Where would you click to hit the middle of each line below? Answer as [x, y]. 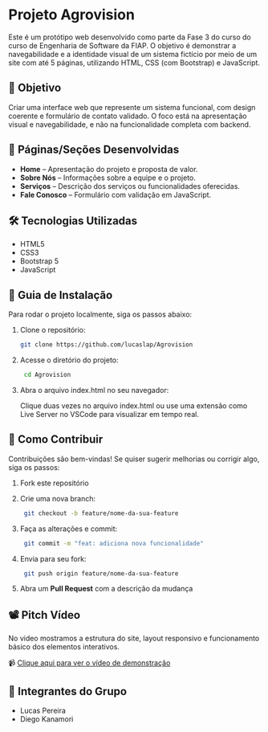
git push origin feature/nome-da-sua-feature [101, 573]
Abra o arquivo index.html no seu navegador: [94, 390]
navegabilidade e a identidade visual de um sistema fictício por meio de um [133, 54]
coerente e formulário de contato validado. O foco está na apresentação [128, 116]
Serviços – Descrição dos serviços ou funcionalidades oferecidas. [130, 186]
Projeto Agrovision [71, 15]
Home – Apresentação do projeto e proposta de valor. [109, 169]
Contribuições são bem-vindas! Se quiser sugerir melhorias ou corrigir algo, [134, 459]
